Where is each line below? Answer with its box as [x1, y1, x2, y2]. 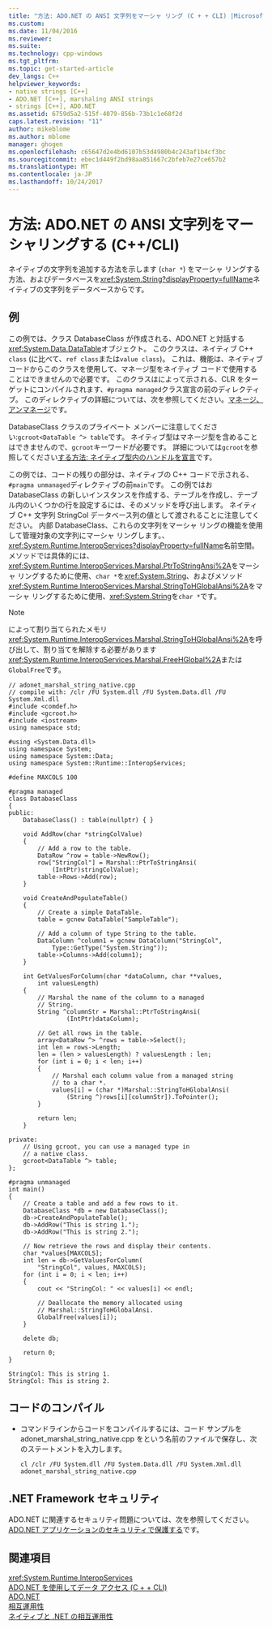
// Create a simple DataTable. [37, 908, 143, 916]
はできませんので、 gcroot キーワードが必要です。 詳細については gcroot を [8, 442, 251, 451]
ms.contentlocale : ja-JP [8, 170, 92, 179]
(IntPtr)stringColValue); [51, 865, 139, 873]
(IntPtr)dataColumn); [66, 1015, 139, 1023]
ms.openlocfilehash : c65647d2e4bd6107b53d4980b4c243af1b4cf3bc [8, 148, 227, 156]
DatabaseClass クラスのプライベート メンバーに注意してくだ [8, 421, 211, 431]
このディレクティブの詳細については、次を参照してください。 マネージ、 [23, 394, 264, 404]
